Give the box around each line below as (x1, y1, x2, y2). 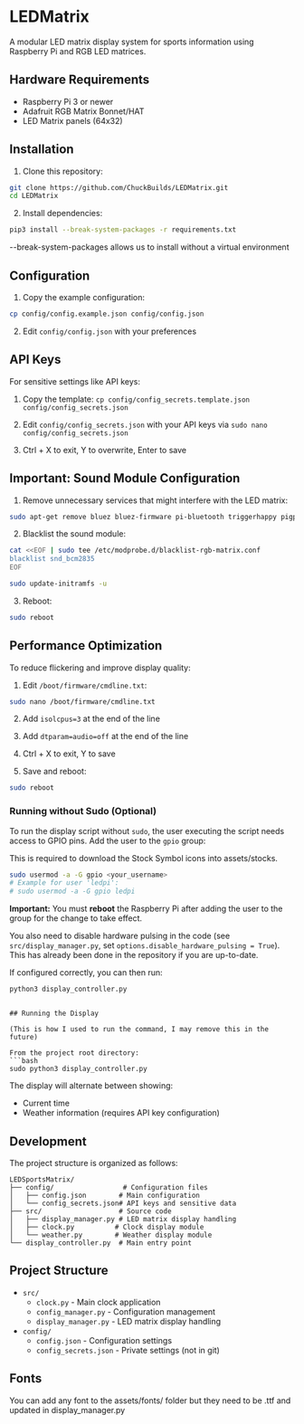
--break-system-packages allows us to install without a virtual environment (9, 242, 290, 252)
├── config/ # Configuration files (9, 1182, 208, 1191)
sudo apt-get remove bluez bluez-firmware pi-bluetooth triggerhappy (9, 512, 278, 521)
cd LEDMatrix (9, 192, 59, 201)
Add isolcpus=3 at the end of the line (22, 713, 161, 725)
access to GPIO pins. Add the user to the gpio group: (9, 835, 206, 846)
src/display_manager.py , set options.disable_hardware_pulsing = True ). (9, 940, 280, 951)
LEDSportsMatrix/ (9, 1174, 75, 1184)
